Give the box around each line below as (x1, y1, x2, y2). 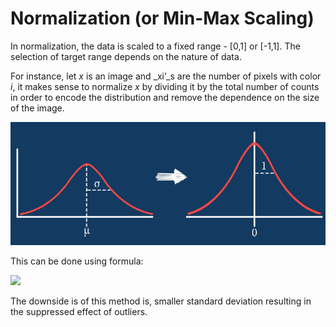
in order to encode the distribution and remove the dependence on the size (10, 91, 320, 103)
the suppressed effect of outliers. (10, 306, 148, 318)
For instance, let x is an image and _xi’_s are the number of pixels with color (10, 70, 322, 82)
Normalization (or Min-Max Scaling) (10, 7, 315, 30)
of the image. (10, 102, 65, 114)
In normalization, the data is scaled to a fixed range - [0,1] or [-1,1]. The (10, 40, 301, 52)
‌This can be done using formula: (10, 255, 144, 267)
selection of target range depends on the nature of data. (10, 50, 242, 62)
